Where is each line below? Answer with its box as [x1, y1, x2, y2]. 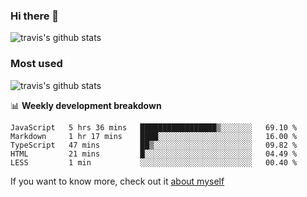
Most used [10, 57, 63, 71]
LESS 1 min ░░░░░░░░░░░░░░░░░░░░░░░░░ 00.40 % [10, 157, 298, 168]
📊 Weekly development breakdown [10, 99, 162, 111]
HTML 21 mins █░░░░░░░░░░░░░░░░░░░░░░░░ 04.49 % [10, 149, 298, 159]
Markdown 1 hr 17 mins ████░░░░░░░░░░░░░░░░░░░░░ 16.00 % [10, 131, 298, 141]
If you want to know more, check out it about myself [10, 175, 225, 187]
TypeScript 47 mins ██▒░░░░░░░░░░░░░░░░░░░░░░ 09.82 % [10, 140, 298, 150]
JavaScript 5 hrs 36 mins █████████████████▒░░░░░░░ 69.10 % [10, 122, 298, 133]
